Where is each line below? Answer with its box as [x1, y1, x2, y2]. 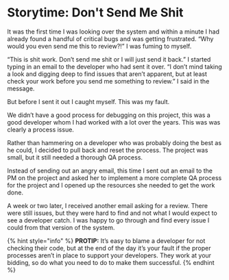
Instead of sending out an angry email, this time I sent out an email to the [7, 166, 213, 175]
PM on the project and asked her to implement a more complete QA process [7, 173, 222, 182]
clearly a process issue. [7, 125, 74, 133]
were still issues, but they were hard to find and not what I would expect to [7, 209, 217, 217]
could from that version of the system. [7, 223, 115, 231]
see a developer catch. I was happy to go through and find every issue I [7, 216, 210, 224]
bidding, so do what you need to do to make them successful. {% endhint [7, 258, 215, 266]
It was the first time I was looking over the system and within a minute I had [7, 27, 219, 36]
